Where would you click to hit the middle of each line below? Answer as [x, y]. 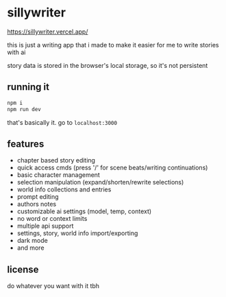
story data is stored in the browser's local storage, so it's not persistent [108, 65]
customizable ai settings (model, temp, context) [84, 211]
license [23, 269]
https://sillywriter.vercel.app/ [48, 32]
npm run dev [24, 109]
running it [28, 87]
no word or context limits [52, 219]
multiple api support [45, 226]
